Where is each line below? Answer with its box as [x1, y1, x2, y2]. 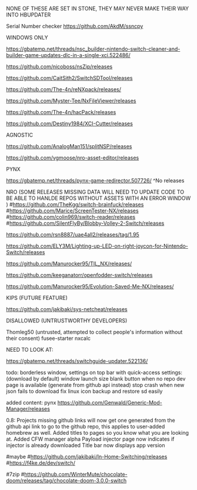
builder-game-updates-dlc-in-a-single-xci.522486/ [6, 52, 131, 58]
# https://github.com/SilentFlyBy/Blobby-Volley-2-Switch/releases [6, 220, 165, 226]
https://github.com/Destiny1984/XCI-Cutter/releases [6, 120, 133, 127]
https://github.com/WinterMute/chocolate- [24, 471, 128, 478]
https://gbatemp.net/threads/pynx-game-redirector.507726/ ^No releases [6, 177, 185, 184]
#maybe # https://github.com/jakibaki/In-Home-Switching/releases [6, 453, 168, 460]
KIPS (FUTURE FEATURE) [6, 294, 68, 301]
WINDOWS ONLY [6, 34, 48, 41]
